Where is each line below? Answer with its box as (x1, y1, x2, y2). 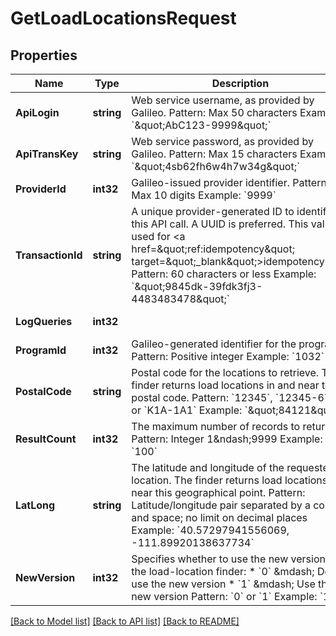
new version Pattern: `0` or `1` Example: (131, 590, 318, 603)
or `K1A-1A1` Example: (131, 403, 243, 417)
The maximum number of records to (131, 420, 301, 433)
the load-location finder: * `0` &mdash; (131, 565, 315, 578)
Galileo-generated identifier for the (131, 337, 297, 351)
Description (211, 77, 270, 90)
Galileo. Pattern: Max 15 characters (131, 147, 298, 161)
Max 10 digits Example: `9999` (131, 188, 277, 202)
